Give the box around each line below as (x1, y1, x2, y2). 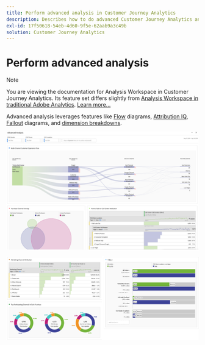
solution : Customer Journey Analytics (6, 29, 105, 35)
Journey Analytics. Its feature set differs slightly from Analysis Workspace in (6, 94, 198, 102)
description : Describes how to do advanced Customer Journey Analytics (6, 16, 192, 23)
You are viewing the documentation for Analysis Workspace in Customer (6, 88, 189, 96)
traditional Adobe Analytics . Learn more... (6, 101, 111, 108)
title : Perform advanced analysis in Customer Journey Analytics (6, 10, 176, 16)
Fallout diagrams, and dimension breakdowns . (6, 119, 122, 127)
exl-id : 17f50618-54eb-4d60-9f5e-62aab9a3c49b (6, 23, 127, 29)
